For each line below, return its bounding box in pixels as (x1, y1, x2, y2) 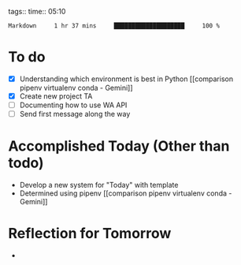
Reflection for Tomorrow (8, 225, 172, 243)
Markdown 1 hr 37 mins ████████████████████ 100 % (8, 22, 221, 30)
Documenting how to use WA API (19, 100, 128, 110)
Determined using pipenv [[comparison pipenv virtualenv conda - (19, 188, 232, 198)
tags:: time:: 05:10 (8, 7, 66, 16)
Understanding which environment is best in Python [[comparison (19, 74, 234, 84)
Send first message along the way (19, 110, 131, 119)
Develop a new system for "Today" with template (19, 181, 179, 190)
